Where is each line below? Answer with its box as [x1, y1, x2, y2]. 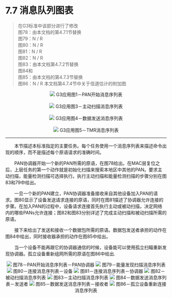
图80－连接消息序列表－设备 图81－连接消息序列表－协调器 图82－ [13, 268, 165, 274]
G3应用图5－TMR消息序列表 [59, 127, 119, 133]
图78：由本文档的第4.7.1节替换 [17, 29, 82, 35]
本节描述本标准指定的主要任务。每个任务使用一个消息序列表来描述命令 [14, 142, 162, 149]
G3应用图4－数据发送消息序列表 [55, 115, 123, 121]
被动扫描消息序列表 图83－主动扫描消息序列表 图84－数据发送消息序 [5, 274, 162, 281]
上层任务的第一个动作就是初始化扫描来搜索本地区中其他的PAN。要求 [14, 166, 158, 173]
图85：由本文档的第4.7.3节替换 [17, 74, 83, 80]
